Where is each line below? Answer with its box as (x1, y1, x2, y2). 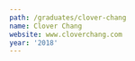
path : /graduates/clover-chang (9, 13, 127, 22)
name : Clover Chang (9, 22, 83, 30)
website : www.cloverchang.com (9, 30, 123, 39)
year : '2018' (9, 38, 58, 48)
